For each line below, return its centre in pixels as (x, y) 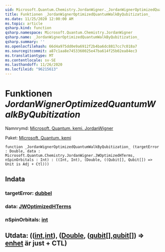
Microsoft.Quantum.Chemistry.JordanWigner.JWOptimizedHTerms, (70, 155)
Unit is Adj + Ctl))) (27, 164)
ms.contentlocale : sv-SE (30, 60)
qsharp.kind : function (28, 28)
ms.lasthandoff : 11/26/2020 (34, 65)
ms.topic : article (24, 23)
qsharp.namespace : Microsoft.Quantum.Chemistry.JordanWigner (69, 33)
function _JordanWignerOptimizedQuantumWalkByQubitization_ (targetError (82, 147)
